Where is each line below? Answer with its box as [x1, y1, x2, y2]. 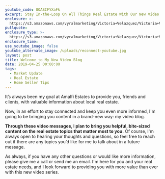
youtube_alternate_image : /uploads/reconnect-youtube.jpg [5, 48, 126, 53]
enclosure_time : [5, 39, 38, 44]
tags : [5, 67, 16, 72]
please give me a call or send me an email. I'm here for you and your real [5, 158, 152, 164]
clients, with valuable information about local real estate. [5, 99, 119, 104]
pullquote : [5, 26, 27, 30]
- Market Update [9, 71, 43, 76]
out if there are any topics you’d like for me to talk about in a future [5, 138, 140, 145]
